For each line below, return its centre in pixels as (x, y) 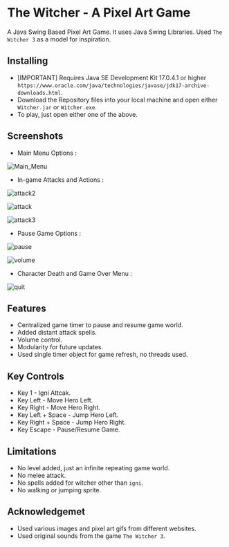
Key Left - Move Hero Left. (55, 400)
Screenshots (35, 136)
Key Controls (36, 376)
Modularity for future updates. (60, 347)
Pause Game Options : (49, 233)
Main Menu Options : (47, 153)
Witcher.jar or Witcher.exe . (57, 107)
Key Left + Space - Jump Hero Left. (68, 415)
